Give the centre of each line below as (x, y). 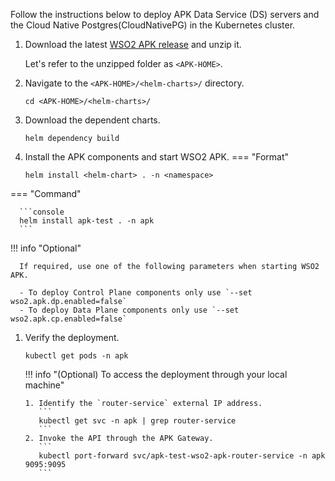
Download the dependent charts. (92, 120)
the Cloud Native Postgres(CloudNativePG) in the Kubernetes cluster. (153, 25)
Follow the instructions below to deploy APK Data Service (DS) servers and (165, 14)
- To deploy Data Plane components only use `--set (129, 310)
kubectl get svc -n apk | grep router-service (137, 421)
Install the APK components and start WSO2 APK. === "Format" (156, 157)
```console (42, 212)
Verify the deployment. (72, 337)
